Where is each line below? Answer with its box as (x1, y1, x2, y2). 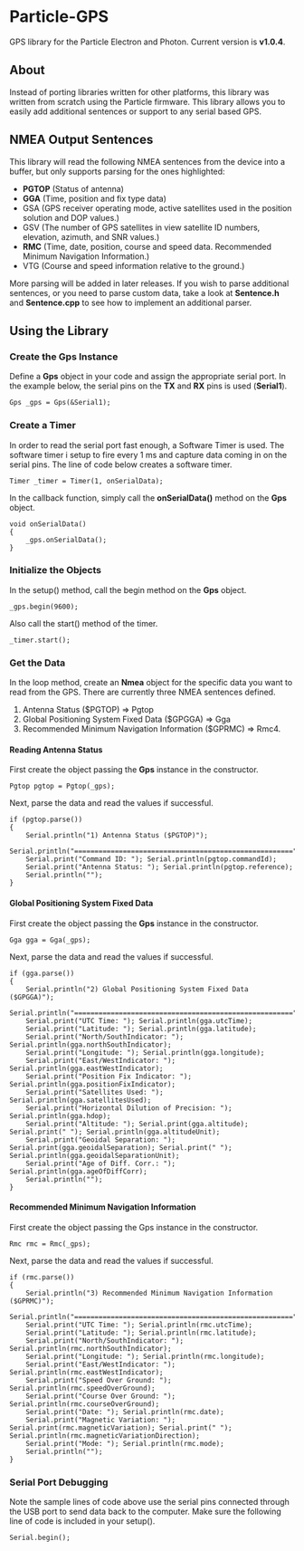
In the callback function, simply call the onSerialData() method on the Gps (9, 492, 288, 503)
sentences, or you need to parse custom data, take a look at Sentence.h (9, 287, 280, 298)
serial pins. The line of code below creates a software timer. (9, 459, 233, 470)
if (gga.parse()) (9, 969, 75, 978)
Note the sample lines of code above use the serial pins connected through (9, 1497, 290, 1508)
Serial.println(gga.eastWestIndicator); (9, 1064, 165, 1073)
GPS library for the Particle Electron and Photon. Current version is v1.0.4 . (9, 36, 286, 47)
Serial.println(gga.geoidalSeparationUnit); (9, 1151, 180, 1160)
